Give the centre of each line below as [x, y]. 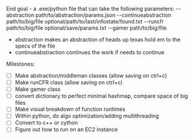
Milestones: [20, 64]
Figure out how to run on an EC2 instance [66, 129]
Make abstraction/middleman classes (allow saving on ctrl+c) [91, 76]
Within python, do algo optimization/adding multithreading [87, 116]
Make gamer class [38, 89]
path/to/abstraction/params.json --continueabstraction [103, 15]
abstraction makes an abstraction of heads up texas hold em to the [98, 39]
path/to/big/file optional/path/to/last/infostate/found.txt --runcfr [85, 21]
